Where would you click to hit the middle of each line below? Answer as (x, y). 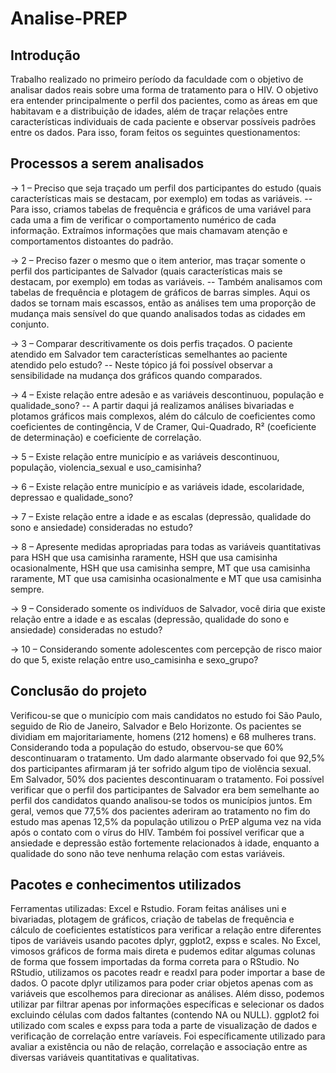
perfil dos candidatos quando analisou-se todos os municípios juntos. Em (161, 800)
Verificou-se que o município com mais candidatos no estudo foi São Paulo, (166, 715)
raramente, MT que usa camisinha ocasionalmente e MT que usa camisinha (166, 578)
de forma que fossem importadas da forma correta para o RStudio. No (155, 962)
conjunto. (30, 324)
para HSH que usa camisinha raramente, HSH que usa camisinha (144, 557)
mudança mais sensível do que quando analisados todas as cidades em (158, 313)
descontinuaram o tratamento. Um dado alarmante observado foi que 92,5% (168, 758)
